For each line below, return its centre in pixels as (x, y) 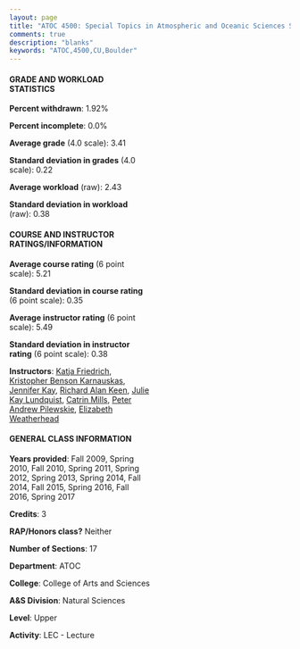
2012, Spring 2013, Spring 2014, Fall (75, 478)
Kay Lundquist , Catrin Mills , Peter (71, 399)
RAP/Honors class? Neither (61, 531)
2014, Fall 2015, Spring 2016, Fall (69, 487)
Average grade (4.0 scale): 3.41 (68, 143)
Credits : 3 (28, 513)
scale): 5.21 (30, 273)
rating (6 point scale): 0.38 (59, 354)
